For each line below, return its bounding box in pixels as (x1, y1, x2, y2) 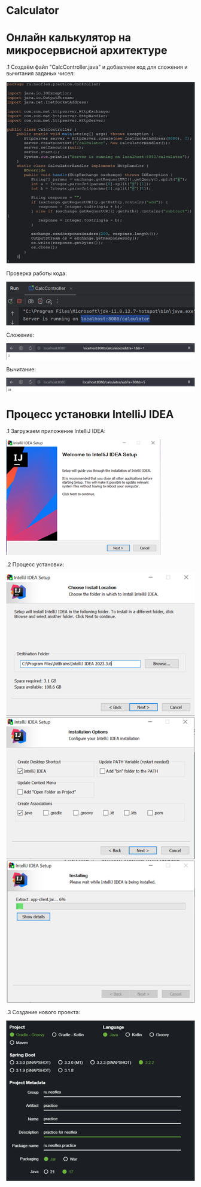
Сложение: (6, 331, 35, 338)
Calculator (6, 4, 59, 17)
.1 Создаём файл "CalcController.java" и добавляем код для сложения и (6, 63, 188, 71)
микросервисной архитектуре (6, 44, 167, 57)
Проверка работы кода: (6, 270, 67, 277)
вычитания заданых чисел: (6, 70, 75, 77)
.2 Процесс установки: (6, 560, 65, 568)
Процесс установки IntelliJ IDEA (6, 408, 174, 422)
